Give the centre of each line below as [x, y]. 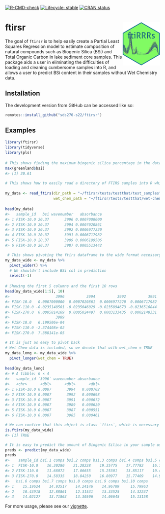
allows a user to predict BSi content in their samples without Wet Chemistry [81, 73]
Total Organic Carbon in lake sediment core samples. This [64, 57]
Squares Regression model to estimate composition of [60, 46]
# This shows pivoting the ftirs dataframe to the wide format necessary [84, 255]
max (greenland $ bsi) [25, 168]
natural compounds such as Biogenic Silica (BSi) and [58, 51]
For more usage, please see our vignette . [47, 506]
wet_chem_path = [70, 199]
